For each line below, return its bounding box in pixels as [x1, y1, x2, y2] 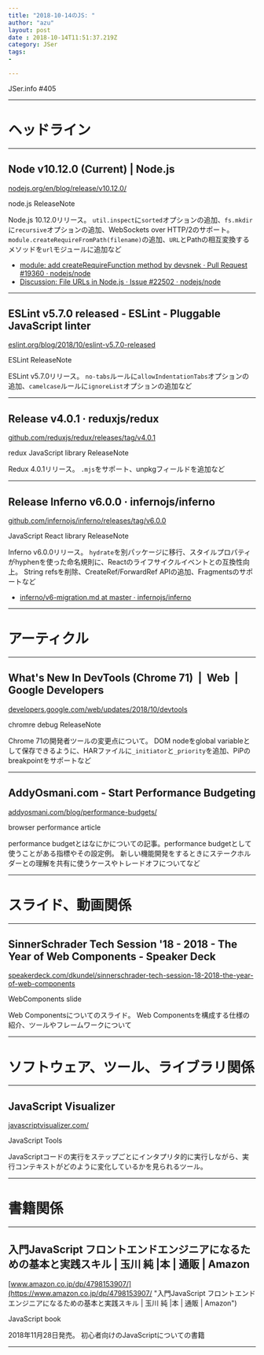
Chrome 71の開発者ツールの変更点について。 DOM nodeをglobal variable [8, 736, 244, 746]
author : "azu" [8, 19, 55, 27]
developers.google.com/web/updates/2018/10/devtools [8, 705, 188, 714]
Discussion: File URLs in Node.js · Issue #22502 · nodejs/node [19, 277, 222, 286]
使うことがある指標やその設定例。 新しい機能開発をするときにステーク [8, 849, 237, 858]
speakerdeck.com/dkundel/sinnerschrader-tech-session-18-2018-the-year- [8, 970, 254, 980]
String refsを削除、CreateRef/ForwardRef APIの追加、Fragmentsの [23, 567, 240, 576]
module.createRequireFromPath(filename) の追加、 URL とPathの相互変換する [8, 234, 250, 244]
